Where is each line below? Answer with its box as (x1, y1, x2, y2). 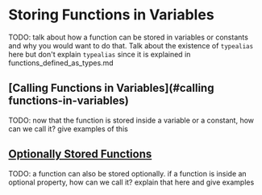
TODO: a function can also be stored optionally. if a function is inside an (8, 168, 247, 178)
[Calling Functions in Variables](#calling (8, 81, 214, 95)
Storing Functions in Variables (8, 6, 215, 24)
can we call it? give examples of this (8, 123, 129, 134)
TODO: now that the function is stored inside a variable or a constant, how (8, 115, 255, 125)
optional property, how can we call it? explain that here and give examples (8, 177, 255, 187)
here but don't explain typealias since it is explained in (8, 49, 191, 59)
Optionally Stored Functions (8, 147, 152, 161)
